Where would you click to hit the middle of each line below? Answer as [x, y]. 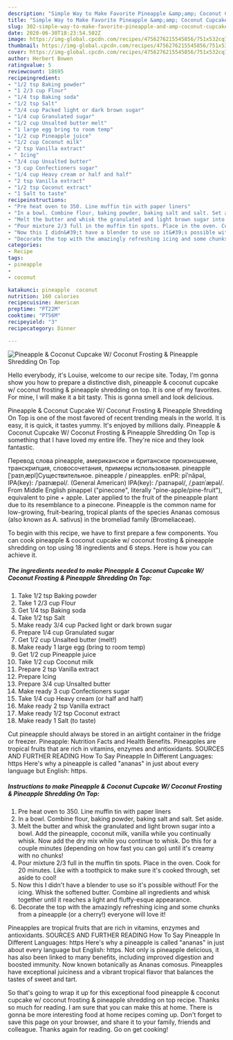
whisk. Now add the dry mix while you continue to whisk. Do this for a [117, 841]
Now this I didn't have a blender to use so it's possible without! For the [118, 885]
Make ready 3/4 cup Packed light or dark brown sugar [95, 625]
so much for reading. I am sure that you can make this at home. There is [110, 1007]
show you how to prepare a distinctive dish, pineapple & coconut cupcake [113, 382]
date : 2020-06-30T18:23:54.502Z [54, 33]
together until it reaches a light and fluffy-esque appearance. [105, 900]
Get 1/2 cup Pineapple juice [57, 654]
